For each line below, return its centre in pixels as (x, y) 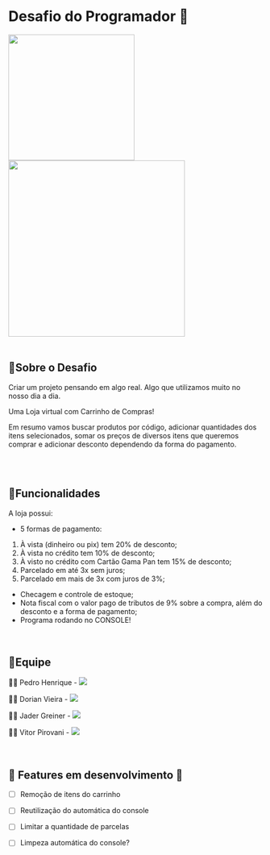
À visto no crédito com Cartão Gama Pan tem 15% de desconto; (126, 561)
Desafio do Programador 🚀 (99, 17)
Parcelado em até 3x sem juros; (73, 570)
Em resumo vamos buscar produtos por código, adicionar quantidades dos (133, 427)
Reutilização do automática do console (84, 811)
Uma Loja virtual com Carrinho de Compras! (81, 411)
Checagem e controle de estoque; (77, 594)
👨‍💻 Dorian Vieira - (38, 699)
